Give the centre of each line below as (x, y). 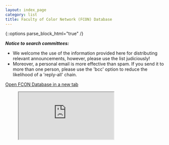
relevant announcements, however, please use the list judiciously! (81, 59)
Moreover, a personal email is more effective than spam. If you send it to (88, 64)
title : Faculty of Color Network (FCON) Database (59, 19)
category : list (21, 15)
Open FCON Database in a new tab (42, 84)
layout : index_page (26, 10)
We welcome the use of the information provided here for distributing (85, 53)
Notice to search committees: (37, 43)
